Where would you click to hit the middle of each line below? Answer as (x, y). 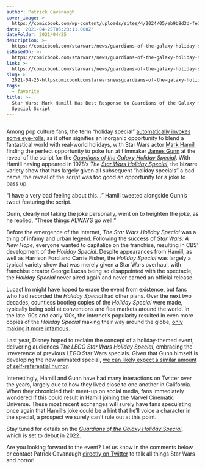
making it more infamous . (38, 328)
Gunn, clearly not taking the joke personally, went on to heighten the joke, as (103, 213)
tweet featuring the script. (39, 202)
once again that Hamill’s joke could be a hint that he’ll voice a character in (99, 410)
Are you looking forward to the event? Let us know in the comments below (100, 447)
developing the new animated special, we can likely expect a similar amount (102, 360)
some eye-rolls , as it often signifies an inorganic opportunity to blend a (95, 138)
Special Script (31, 109)
